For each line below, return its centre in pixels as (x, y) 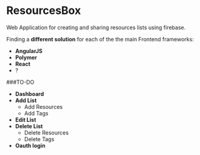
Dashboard (29, 94)
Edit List (26, 120)
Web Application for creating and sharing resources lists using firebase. (96, 27)
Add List (26, 100)
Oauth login (30, 145)
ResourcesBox (43, 11)
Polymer (26, 57)
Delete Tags (39, 139)
